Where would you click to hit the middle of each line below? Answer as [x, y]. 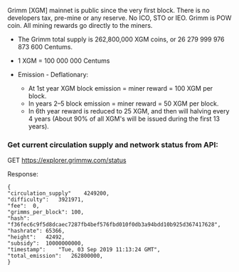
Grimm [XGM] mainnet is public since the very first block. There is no [108, 10]
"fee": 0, [23, 206]
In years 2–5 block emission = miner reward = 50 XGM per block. [123, 104]
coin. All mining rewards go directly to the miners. [80, 25]
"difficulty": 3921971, [46, 200]
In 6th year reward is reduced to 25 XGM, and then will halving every [129, 111]
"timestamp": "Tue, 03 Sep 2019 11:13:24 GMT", [84, 250]
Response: [23, 174]
